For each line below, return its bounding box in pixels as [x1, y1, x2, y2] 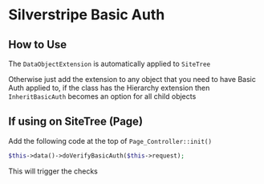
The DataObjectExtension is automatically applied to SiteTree [8, 59, 211, 68]
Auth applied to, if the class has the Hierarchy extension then [8, 83, 210, 92]
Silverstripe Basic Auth [8, 6, 165, 24]
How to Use [8, 38, 67, 51]
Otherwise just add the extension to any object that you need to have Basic [8, 75, 257, 84]
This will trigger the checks [8, 166, 98, 176]
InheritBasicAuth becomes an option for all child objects [8, 92, 197, 101]
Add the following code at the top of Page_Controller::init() [8, 136, 213, 145]
